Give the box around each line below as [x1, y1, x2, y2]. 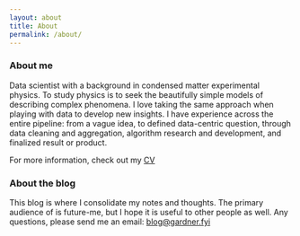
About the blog [9, 177, 76, 189]
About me [9, 59, 54, 72]
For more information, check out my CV [9, 154, 155, 165]
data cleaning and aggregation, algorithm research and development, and [9, 127, 282, 138]
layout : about [9, 13, 63, 22]
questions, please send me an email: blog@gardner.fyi [9, 216, 211, 227]
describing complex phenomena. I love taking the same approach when [9, 99, 274, 109]
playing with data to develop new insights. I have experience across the [9, 109, 274, 119]
